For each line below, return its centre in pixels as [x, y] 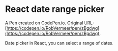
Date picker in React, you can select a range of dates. [59, 43]
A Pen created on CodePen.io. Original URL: [50, 23]
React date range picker [55, 9]
